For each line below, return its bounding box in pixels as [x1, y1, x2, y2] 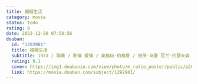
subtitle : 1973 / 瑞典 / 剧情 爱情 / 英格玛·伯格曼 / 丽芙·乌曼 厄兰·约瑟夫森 [11, 53, 190, 59]
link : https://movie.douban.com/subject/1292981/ [11, 69, 136, 75]
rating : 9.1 [11, 58, 41, 64]
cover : [11, 63, 28, 70]
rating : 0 [6, 25, 31, 31]
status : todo [6, 20, 38, 25]
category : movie [6, 14, 46, 20]
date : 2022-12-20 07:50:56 [6, 31, 72, 37]
